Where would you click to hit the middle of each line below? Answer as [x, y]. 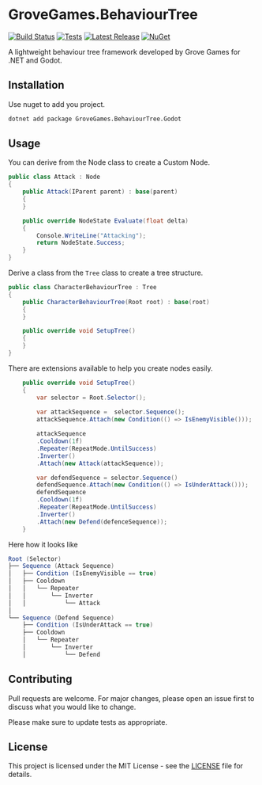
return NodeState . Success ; [81, 243]
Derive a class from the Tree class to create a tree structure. [106, 273]
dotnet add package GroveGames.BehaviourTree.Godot [95, 119]
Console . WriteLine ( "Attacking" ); [92, 235]
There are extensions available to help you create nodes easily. [110, 368]
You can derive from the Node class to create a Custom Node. [109, 162]
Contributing [40, 679]
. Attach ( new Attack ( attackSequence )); [100, 463]
